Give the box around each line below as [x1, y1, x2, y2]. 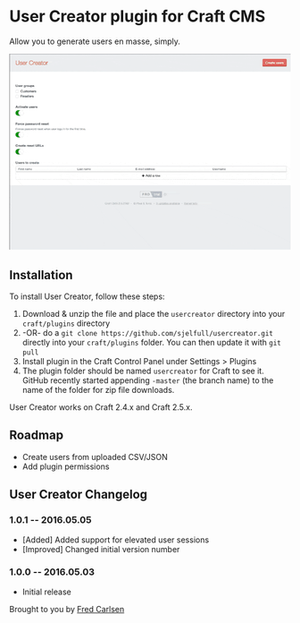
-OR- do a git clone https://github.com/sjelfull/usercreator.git [21, 328, 274, 338]
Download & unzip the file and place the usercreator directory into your [21, 309, 286, 320]
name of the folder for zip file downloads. [21, 385, 175, 396]
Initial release [21, 586, 71, 597]
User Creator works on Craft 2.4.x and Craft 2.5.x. [9, 402, 193, 413]
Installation [9, 267, 73, 283]
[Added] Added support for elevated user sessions [21, 534, 210, 545]
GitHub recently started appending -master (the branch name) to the [21, 375, 274, 386]
